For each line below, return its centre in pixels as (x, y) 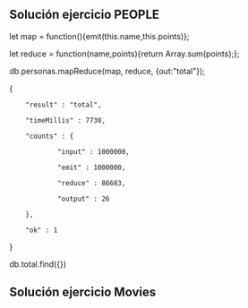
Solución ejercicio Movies (83, 292)
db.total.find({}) (38, 264)
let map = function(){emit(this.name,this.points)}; (99, 36)
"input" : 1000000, (93, 151)
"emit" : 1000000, (91, 167)
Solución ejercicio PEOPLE (84, 15)
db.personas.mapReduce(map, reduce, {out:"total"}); (107, 71)
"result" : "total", (64, 105)
